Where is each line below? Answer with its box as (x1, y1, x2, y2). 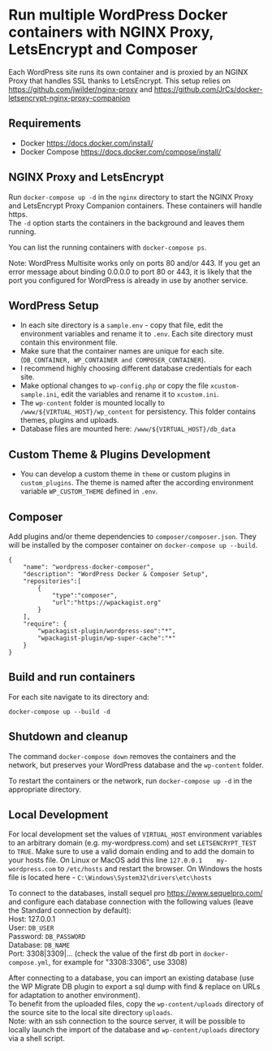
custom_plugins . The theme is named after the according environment (19, 478, 254, 488)
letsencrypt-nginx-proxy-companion (8, 93, 131, 102)
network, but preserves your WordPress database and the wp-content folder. (8, 760, 264, 770)
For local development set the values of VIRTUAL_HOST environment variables (8, 829, 262, 839)
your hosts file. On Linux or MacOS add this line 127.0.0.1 (8, 855, 203, 865)
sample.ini (19, 391, 58, 399)
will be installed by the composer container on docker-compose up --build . (8, 541, 258, 549)
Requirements (8, 116, 81, 131)
